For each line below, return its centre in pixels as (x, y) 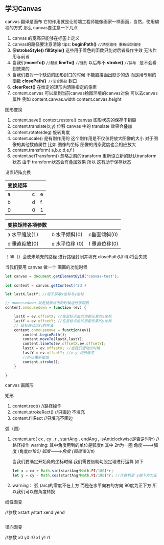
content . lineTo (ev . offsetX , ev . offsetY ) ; (64, 344)
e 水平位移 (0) (68, 244)
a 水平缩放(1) (23, 234)
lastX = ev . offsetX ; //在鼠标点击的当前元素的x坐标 (63, 317)
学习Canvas (23, 9)
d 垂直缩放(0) (23, 244)
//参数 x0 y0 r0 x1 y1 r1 (28, 538)
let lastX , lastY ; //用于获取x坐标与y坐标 (45, 294)
